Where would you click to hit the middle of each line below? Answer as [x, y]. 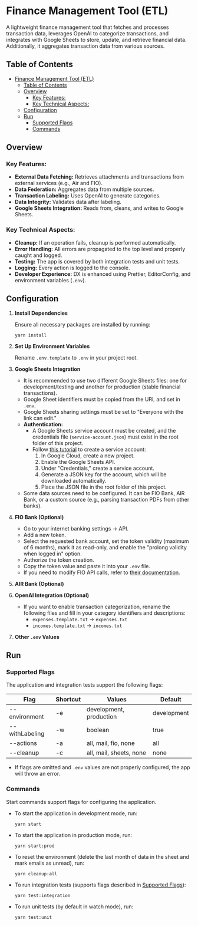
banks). [33, 506]
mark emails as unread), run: [49, 863]
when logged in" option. [53, 553]
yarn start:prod [34, 846]
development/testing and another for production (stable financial [102, 387]
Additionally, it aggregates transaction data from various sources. [85, 46]
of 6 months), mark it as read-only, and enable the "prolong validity [105, 547]
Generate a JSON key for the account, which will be [104, 474]
